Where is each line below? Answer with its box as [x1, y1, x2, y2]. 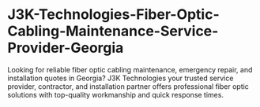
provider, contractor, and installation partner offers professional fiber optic [7, 81, 250, 91]
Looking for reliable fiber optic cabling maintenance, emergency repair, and [7, 65, 253, 74]
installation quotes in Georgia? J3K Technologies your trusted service [7, 73, 234, 83]
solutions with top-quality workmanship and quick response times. [7, 90, 224, 99]
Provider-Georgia [7, 39, 124, 57]
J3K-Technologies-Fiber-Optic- [7, 6, 220, 24]
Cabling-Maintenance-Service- [7, 22, 219, 40]
